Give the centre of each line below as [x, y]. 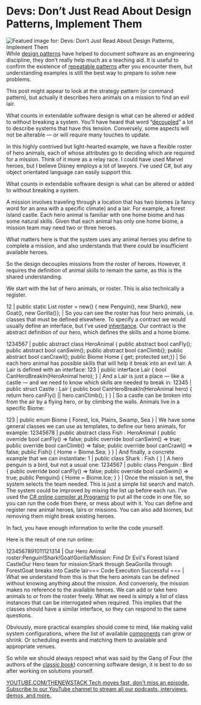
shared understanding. [34, 277]
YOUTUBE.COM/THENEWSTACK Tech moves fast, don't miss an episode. [97, 682]
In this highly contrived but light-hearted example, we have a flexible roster [99, 146]
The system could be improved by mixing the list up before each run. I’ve [97, 490]
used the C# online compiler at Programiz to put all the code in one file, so [98, 497]
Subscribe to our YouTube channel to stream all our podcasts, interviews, [97, 689]
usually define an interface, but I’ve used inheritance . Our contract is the [96, 326]
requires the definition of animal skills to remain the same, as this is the [94, 270]
